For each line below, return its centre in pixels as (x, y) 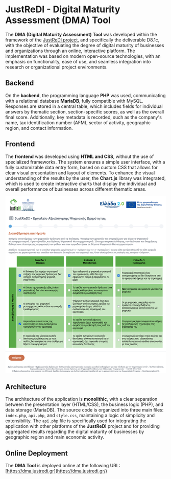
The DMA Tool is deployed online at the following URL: (63, 466)
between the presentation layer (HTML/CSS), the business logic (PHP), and (84, 404)
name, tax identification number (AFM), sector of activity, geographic (78, 122)
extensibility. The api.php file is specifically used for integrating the (76, 421)
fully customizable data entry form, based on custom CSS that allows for (82, 167)
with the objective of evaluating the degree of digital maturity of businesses (85, 45)
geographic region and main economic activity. (55, 437)
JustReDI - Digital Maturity (63, 9)
